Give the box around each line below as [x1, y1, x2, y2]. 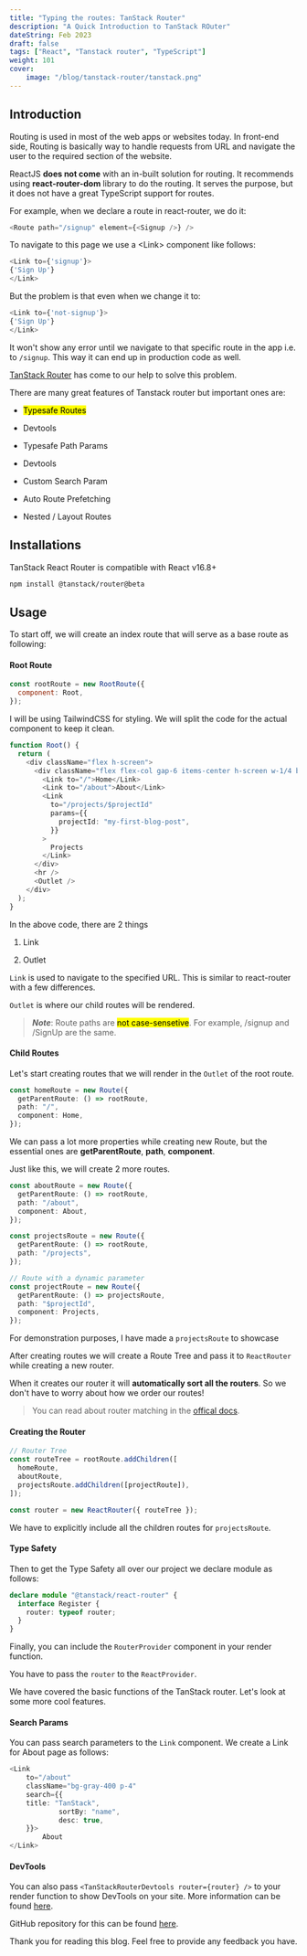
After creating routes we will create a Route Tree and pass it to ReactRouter [9, 1350, 292, 1362]
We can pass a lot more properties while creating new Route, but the [9, 1136, 268, 1147]
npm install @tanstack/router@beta [9, 579, 145, 589]
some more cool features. [9, 1696, 107, 1707]
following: [9, 639, 47, 650]
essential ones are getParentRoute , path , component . [9, 1146, 216, 1157]
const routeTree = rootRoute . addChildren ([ [9, 1455, 178, 1464]
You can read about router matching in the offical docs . [31, 1405, 240, 1417]
